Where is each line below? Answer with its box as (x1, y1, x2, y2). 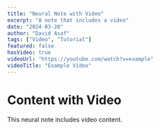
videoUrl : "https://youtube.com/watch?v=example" (7, 56, 154, 63)
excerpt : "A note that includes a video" (7, 17, 129, 24)
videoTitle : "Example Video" (7, 62, 92, 69)
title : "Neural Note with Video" (7, 10, 104, 17)
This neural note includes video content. (7, 115, 123, 123)
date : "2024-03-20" (7, 23, 64, 30)
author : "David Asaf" (7, 29, 70, 37)
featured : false (7, 43, 54, 50)
